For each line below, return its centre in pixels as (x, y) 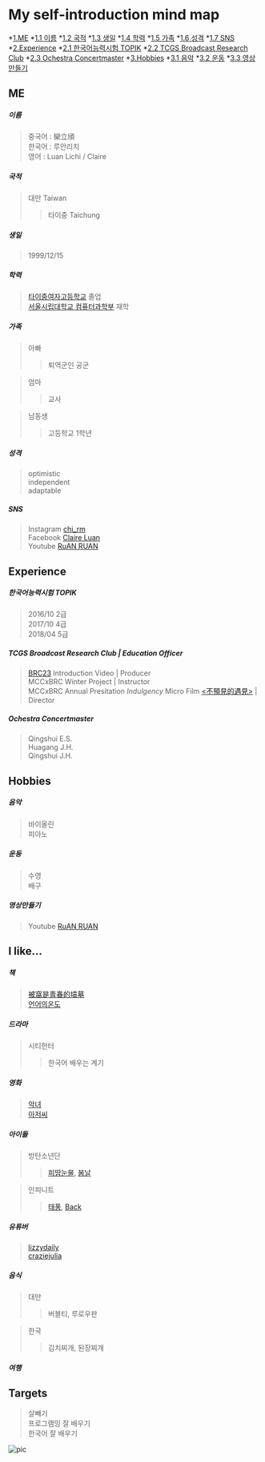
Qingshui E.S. (50, 739)
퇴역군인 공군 (68, 365)
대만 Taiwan (47, 198)
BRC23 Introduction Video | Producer (89, 673)
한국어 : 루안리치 (54, 146)
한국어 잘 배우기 (52, 1433)
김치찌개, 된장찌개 (76, 1348)
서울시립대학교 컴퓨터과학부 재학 (78, 306)
